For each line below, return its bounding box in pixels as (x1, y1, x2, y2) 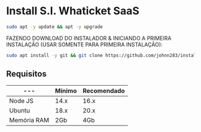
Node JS (9, 96, 34, 105)
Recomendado (83, 86, 125, 95)
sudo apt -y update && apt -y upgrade (6, 24, 103, 30)
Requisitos (6, 69, 47, 79)
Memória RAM (9, 116, 50, 124)
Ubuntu (9, 106, 31, 114)
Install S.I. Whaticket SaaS (6, 4, 139, 18)
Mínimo (54, 86, 77, 95)
